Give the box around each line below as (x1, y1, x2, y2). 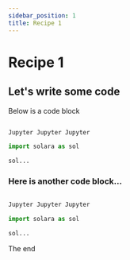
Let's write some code (8, 85, 120, 99)
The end (8, 244, 36, 254)
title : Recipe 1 (8, 19, 62, 27)
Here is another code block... (8, 176, 123, 187)
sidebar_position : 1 (8, 11, 77, 20)
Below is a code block (8, 106, 80, 115)
